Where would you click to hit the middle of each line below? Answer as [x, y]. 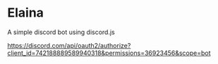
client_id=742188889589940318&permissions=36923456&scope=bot [109, 53]
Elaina [26, 13]
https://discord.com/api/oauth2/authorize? [69, 45]
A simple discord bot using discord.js [61, 32]
